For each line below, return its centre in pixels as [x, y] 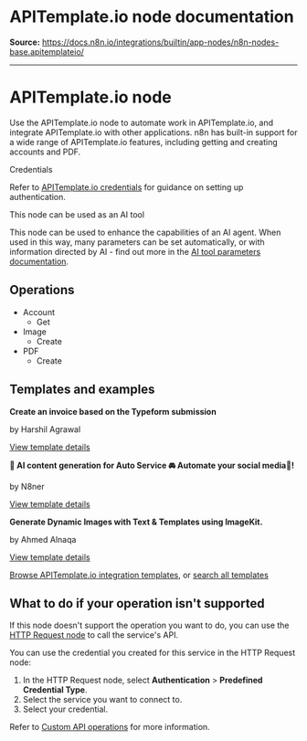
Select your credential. [65, 709]
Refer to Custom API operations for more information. [110, 727]
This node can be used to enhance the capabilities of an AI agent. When [145, 232]
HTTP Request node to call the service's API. [94, 635]
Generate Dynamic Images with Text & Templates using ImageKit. [136, 522]
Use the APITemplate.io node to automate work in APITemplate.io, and [142, 122]
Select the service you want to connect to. [102, 700]
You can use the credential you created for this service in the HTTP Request [153, 653]
